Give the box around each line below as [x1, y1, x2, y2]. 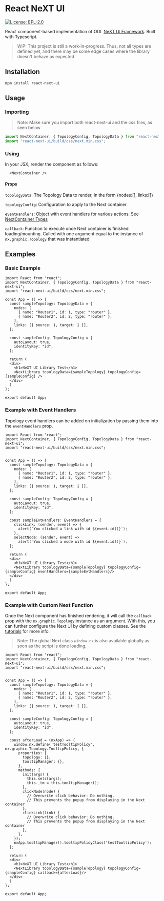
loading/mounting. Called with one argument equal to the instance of [5, 230, 143, 237]
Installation [5, 68, 40, 76]
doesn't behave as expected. [17, 53, 76, 59]
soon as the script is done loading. [17, 643, 87, 649]
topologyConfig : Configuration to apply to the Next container [5, 201, 127, 207]
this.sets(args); [26, 776, 62, 781]
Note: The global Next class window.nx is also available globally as [17, 637, 150, 643]
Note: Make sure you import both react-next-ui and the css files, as [17, 120, 153, 125]
